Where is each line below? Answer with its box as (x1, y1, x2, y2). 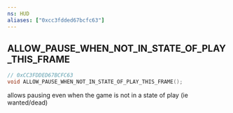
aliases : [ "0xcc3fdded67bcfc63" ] (7, 17, 105, 24)
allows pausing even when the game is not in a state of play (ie (7, 91, 189, 100)
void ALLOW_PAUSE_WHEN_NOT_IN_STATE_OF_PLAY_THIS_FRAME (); (7, 78, 183, 86)
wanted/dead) (7, 98, 48, 107)
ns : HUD (7, 10, 30, 17)
